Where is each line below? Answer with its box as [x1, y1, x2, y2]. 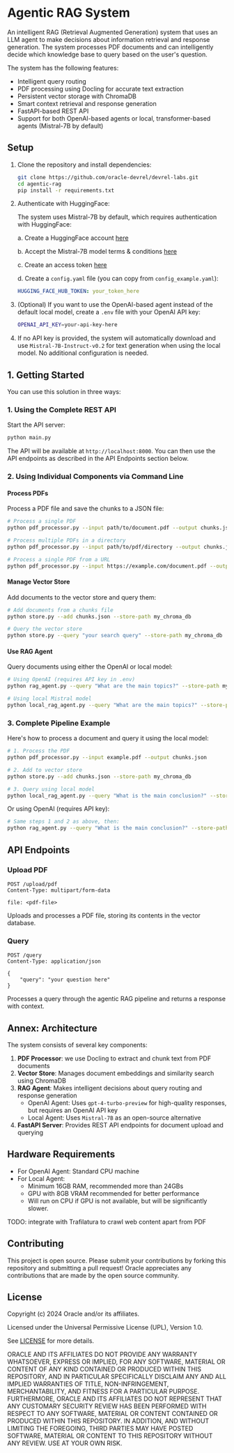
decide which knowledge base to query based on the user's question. [7, 50, 208, 59]
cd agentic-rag [17, 180, 62, 188]
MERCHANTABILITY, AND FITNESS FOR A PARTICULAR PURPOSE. [7, 1387, 200, 1396]
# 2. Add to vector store [7, 766, 82, 773]
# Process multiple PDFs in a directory [7, 537, 127, 544]
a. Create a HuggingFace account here [17, 234, 129, 242]
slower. [27, 1204, 49, 1212]
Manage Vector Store [7, 577, 70, 586]
